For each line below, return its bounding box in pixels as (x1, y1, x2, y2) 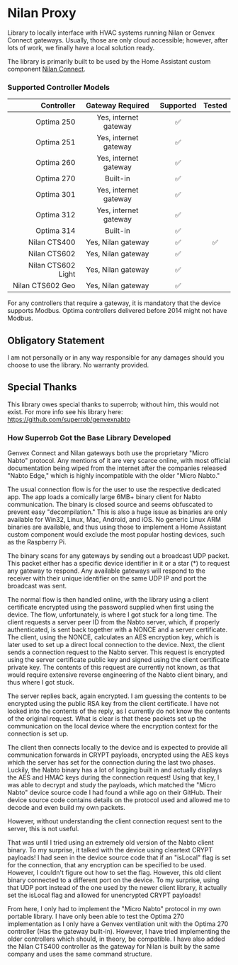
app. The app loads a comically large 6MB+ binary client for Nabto (7, 493, 202, 501)
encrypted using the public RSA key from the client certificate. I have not (7, 700, 220, 708)
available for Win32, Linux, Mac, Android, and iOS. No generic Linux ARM (7, 515, 222, 524)
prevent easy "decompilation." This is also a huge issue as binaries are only (7, 508, 228, 516)
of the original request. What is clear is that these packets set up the (7, 714, 207, 723)
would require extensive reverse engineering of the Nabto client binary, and (7, 670, 228, 679)
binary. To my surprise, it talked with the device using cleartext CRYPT (7, 846, 213, 855)
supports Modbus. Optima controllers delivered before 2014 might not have (7, 307, 227, 315)
